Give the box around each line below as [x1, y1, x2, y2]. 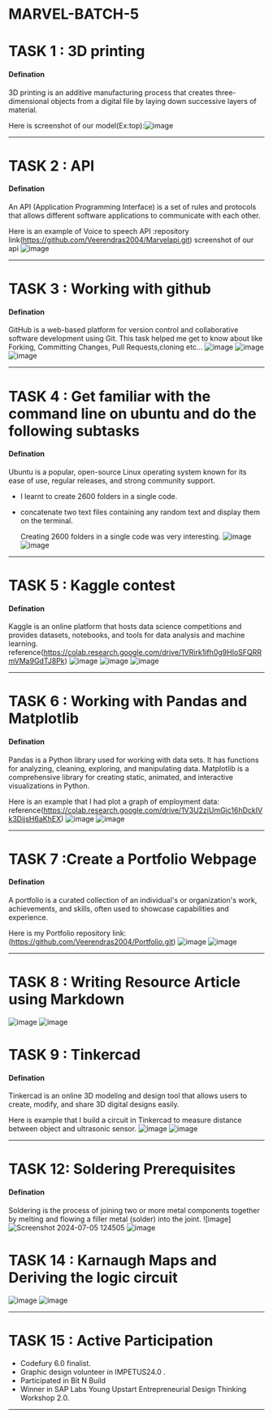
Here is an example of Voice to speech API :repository [8, 226, 189, 236]
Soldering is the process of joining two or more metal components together [8, 1205, 260, 1215]
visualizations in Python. [8, 781, 90, 791]
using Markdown [8, 991, 124, 1008]
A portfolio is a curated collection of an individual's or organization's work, [8, 895, 258, 904]
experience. [8, 912, 49, 922]
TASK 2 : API [8, 156, 95, 175]
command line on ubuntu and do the [8, 404, 257, 423]
